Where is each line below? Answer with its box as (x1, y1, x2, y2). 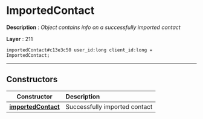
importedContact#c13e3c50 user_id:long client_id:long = (6, 47, 153, 53)
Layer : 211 (6, 35, 33, 42)
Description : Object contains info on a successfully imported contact (6, 24, 181, 31)
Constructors (6, 74, 58, 85)
